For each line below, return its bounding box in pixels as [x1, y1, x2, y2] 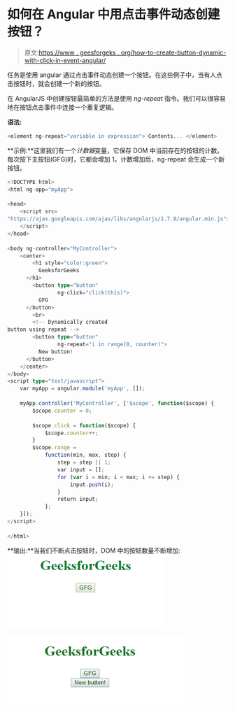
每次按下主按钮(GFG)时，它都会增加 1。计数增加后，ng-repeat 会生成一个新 [7, 155, 225, 163]
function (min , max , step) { [44, 452, 127, 459]
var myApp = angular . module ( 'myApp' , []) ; [20, 385, 145, 392]
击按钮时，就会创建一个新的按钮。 [7, 79, 106, 87]
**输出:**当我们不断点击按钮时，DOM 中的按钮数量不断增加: [7, 546, 180, 555]
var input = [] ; [57, 466, 105, 473]
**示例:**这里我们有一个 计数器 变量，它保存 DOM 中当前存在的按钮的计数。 [7, 146, 224, 155]
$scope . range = [32, 444, 77, 451]
